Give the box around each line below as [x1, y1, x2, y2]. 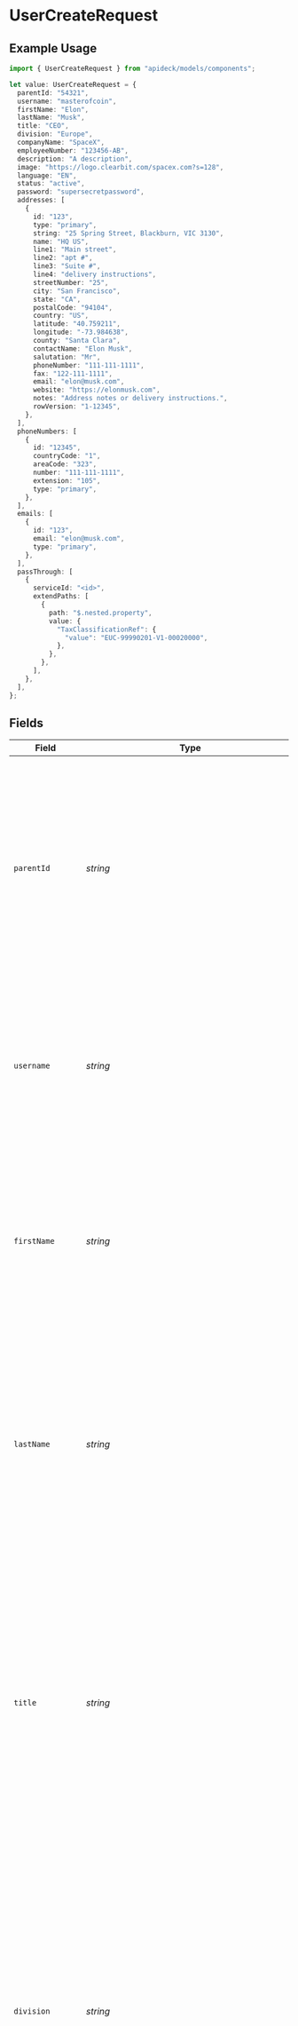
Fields [9, 716, 44, 731]
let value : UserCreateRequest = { [9, 80, 137, 89]
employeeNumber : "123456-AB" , [17, 146, 129, 155]
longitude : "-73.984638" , [32, 328, 129, 337]
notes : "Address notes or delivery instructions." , [32, 394, 228, 403]
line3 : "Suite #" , [32, 262, 101, 271]
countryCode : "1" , [32, 452, 101, 461]
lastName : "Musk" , [17, 113, 86, 123]
